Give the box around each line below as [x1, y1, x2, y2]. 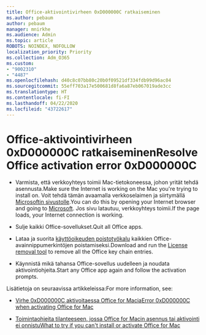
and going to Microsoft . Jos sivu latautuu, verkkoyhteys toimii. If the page [15, 205, 200, 212]
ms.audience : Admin [6, 32, 56, 38]
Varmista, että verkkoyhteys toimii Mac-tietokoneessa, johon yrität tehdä [15, 179, 199, 186]
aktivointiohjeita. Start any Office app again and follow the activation [15, 266, 186, 274]
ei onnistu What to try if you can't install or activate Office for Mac [15, 322, 181, 329]
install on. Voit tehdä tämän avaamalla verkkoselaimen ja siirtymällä [15, 191, 185, 199]
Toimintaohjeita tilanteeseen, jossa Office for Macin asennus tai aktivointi [15, 315, 200, 323]
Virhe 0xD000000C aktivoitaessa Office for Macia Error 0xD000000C [15, 297, 191, 304]
